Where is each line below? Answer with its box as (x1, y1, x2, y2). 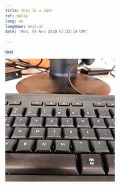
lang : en (5, 18, 24, 23)
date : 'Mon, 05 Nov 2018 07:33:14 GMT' (5, 29, 89, 34)
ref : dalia (5, 13, 28, 18)
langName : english (5, 24, 44, 29)
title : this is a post (5, 8, 53, 13)
